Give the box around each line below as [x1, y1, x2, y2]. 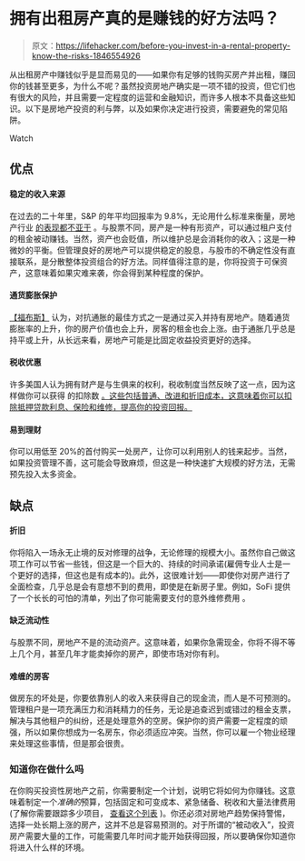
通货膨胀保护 [9, 290, 57, 301]
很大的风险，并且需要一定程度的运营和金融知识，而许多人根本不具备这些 [16, 92, 288, 103]
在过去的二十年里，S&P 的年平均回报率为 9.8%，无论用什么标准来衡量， [9, 210, 280, 221]
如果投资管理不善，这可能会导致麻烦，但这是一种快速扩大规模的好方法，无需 [9, 457, 296, 468]
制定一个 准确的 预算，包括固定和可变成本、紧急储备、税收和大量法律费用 [25, 796, 296, 807]
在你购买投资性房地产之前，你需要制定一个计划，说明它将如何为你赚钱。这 [9, 786, 288, 796]
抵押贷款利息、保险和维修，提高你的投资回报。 [16, 401, 192, 412]
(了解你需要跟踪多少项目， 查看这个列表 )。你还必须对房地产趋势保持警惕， [9, 808, 290, 819]
